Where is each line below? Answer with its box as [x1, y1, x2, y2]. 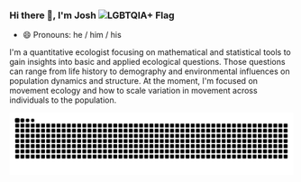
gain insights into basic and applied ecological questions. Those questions [9, 57, 286, 68]
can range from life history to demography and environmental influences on [9, 66, 290, 77]
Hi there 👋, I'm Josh [9, 9, 96, 22]
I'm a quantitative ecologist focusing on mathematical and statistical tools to [9, 47, 291, 58]
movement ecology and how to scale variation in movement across [9, 86, 259, 96]
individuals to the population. [9, 95, 117, 105]
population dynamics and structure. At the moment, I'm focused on [9, 76, 259, 86]
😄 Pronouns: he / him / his [22, 30, 122, 41]
